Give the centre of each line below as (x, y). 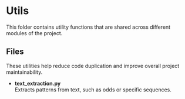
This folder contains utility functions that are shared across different (88, 27)
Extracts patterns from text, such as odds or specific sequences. (93, 90)
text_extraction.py (38, 83)
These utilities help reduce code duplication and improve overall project (93, 66)
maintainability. (24, 72)
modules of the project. (34, 33)
